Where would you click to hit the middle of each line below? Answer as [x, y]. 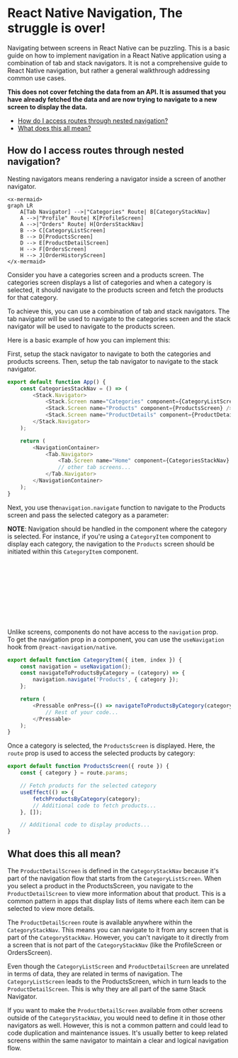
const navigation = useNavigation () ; [76, 666]
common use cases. [37, 78]
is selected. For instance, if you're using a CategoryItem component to [109, 536]
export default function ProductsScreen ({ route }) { [89, 766]
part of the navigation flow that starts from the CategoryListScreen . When [114, 878]
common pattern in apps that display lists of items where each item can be [116, 901]
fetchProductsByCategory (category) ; [87, 799]
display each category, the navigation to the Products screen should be [111, 544]
